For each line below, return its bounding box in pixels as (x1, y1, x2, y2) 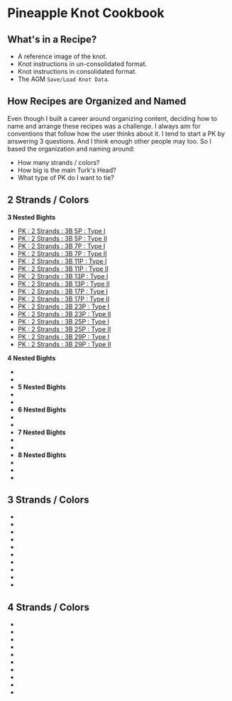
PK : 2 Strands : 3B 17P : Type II (17, 294, 110, 303)
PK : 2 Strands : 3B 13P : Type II (17, 279, 110, 288)
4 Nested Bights (7, 353, 56, 362)
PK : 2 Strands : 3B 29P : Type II (17, 340, 111, 348)
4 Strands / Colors (7, 601, 90, 613)
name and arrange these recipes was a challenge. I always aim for (7, 122, 201, 130)
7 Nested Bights (17, 428, 66, 437)
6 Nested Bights (17, 405, 67, 414)
